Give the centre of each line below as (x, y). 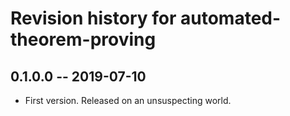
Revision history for (93, 18)
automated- (231, 18)
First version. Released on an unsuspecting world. (128, 100)
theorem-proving (83, 39)
